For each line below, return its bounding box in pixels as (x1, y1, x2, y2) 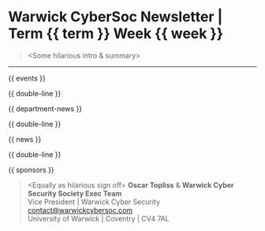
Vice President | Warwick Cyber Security (27, 197, 160, 207)
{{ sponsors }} (8, 165, 54, 174)
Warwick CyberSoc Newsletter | (8, 8, 223, 26)
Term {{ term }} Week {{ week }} (8, 24, 223, 43)
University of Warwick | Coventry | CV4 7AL (27, 214, 170, 223)
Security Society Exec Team (27, 188, 122, 198)
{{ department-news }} (8, 103, 83, 114)
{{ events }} (8, 73, 46, 83)
